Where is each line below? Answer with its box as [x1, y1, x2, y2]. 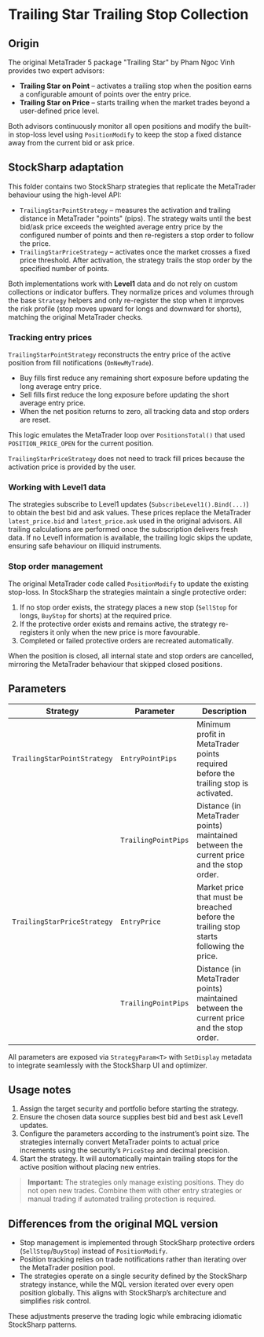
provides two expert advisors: [8, 66, 104, 75]
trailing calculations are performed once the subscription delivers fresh [8, 525, 238, 534]
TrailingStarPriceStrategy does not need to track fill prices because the [8, 454, 245, 463]
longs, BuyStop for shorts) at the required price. [19, 610, 172, 620]
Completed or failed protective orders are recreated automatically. [19, 636, 234, 645]
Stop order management [8, 561, 104, 572]
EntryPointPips [120, 754, 178, 763]
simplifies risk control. [19, 1296, 92, 1306]
